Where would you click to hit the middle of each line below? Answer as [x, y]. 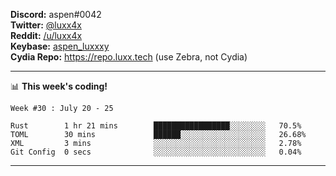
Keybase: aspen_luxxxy [60, 46]
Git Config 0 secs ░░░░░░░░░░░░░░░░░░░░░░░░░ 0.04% [156, 152]
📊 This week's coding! [59, 86]
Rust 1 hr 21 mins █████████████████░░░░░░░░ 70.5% [156, 126]
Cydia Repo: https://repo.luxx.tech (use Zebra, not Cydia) [129, 57]
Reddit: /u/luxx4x [46, 35]
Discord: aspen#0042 [56, 14]
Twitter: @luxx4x [46, 25]
